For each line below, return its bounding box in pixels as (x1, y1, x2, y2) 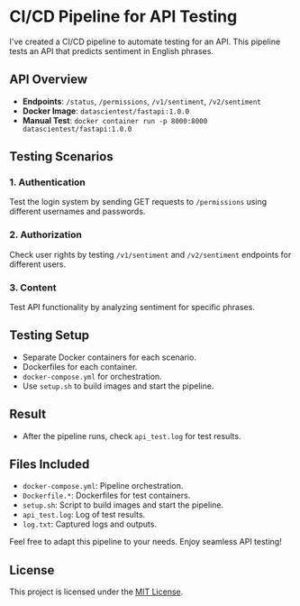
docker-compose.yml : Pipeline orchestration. (22, 481, 184, 491)
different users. (9, 259, 67, 270)
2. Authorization (9, 228, 83, 241)
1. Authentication (9, 176, 86, 188)
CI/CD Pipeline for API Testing (9, 6, 238, 27)
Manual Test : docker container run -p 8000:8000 (22, 115, 208, 125)
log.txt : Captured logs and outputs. (22, 519, 158, 529)
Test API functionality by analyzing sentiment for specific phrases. (9, 302, 255, 313)
